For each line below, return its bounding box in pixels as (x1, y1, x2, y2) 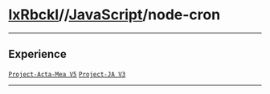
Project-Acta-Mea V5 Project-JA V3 (8, 70, 126, 78)
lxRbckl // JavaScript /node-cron (8, 6, 221, 24)
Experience (8, 47, 67, 61)
